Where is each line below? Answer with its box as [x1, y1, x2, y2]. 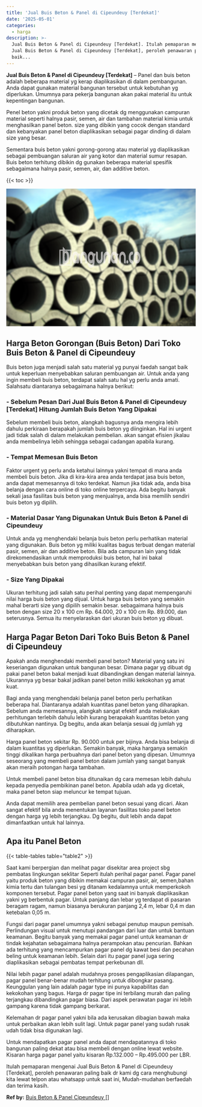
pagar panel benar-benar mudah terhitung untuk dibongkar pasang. [6, 977, 174, 984]
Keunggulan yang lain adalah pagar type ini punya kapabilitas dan [6, 983, 170, 990]
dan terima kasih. [6, 1082, 49, 1089]
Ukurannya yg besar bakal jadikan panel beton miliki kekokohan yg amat [6, 676, 185, 684]
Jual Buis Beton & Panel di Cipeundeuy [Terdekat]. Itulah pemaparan [11, 41, 189, 48]
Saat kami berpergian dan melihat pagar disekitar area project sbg [6, 863, 170, 871]
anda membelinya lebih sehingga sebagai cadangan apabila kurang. [6, 438, 175, 445]
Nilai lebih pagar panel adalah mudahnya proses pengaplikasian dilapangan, [6, 970, 195, 977]
